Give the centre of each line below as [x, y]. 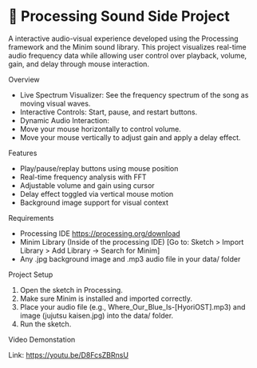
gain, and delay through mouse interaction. [79, 64]
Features [23, 153]
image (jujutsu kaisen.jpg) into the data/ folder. [97, 315]
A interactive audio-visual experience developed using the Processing [123, 38]
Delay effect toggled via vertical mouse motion [97, 194]
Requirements [31, 218]
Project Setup [31, 274]
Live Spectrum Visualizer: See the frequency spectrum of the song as [134, 94]
